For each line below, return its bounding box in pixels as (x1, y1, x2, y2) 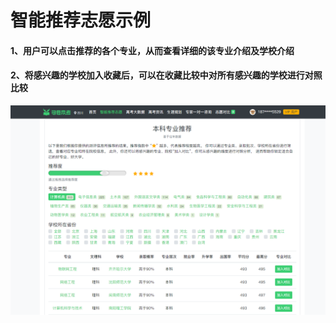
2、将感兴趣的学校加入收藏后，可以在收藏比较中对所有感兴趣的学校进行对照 (10, 69, 323, 81)
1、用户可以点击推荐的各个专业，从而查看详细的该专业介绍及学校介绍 (10, 44, 295, 56)
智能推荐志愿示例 (10, 9, 152, 32)
